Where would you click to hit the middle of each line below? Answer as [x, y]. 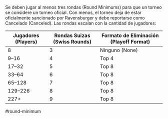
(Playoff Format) [130, 42]
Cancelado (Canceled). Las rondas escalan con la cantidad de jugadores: [81, 23]
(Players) [26, 42]
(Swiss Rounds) [72, 42]
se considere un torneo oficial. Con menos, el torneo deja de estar [73, 12]
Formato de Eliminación [130, 35]
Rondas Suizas [72, 35]
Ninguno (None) [119, 50]
